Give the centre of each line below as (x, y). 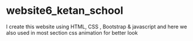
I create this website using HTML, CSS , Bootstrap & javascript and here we (96, 27)
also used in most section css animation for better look (72, 32)
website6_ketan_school (65, 11)
